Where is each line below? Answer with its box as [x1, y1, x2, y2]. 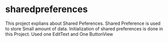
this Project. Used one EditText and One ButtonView [5, 31, 113, 37]
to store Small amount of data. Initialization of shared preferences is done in [5, 25, 163, 31]
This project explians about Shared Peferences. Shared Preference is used [5, 20, 161, 26]
